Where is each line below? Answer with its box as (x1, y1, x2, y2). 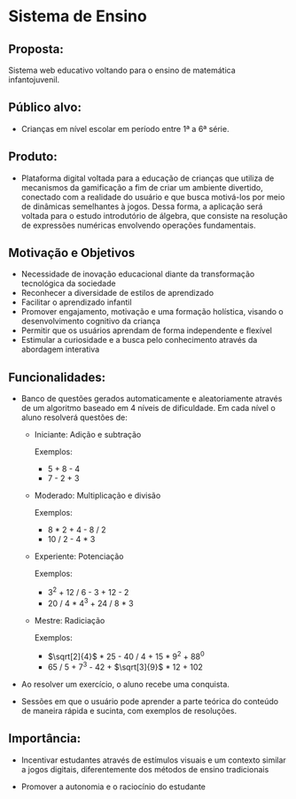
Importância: (8, 731, 82, 746)
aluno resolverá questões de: (20, 412, 128, 423)
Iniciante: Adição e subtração (34, 430, 142, 440)
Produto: (8, 149, 58, 165)
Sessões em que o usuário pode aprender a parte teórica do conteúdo (20, 695, 279, 706)
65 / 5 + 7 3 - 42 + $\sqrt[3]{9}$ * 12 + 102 (47, 660, 203, 672)
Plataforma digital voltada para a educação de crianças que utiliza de (20, 173, 275, 183)
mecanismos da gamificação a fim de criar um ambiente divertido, (20, 182, 263, 192)
